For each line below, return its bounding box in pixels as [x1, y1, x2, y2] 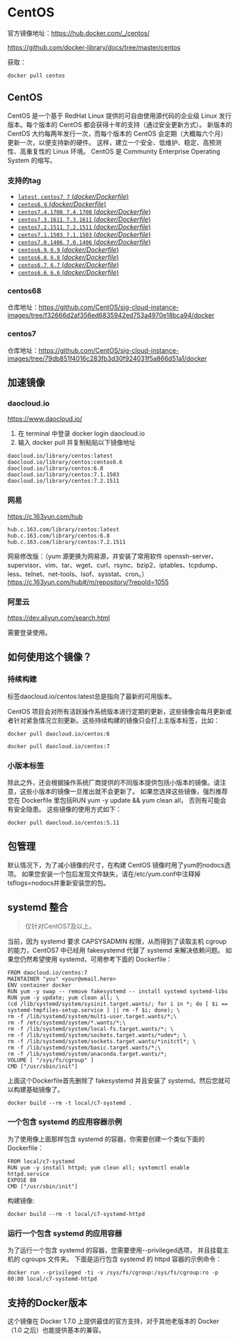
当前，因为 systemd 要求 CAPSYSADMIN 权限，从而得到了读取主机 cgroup [7, 937, 227, 945]
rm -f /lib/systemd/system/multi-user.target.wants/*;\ [7, 1013, 177, 1020]
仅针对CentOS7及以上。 [24, 922, 96, 930]
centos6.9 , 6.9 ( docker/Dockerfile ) [17, 246, 119, 254]
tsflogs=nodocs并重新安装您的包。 [7, 878, 111, 887]
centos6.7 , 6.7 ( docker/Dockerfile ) [17, 261, 119, 269]
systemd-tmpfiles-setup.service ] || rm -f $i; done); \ [7, 1006, 180, 1014]
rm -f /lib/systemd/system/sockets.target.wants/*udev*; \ [7, 1031, 187, 1039]
